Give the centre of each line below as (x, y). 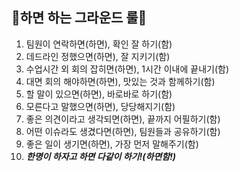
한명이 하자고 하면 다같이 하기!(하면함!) (101, 156)
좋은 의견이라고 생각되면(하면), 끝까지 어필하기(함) (123, 119)
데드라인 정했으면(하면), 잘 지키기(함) (98, 56)
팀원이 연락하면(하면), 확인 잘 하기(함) (99, 44)
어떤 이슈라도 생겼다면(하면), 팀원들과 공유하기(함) (123, 131)
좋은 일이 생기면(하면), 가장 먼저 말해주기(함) (112, 144)
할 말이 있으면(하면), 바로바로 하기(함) (99, 94)
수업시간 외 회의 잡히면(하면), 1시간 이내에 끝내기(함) (127, 69)
